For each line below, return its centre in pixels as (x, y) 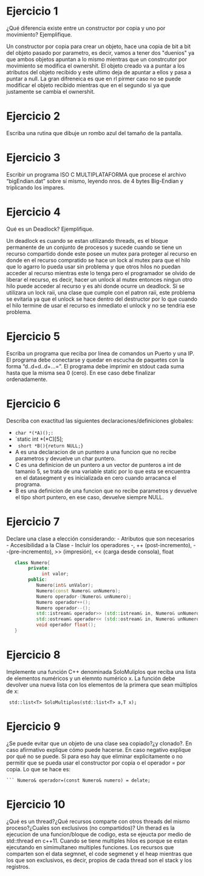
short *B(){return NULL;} (51, 446)
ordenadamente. (27, 379)
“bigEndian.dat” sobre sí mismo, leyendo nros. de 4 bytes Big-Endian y (95, 181)
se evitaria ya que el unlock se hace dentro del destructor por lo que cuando (102, 299)
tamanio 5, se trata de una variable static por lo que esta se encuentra (103, 471)
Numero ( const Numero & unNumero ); (78, 591)
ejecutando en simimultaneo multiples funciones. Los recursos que (90, 847)
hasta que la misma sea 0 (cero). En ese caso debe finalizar (81, 373)
